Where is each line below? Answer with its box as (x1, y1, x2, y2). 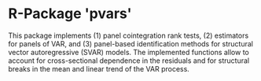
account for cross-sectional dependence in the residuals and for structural (8, 56, 250, 65)
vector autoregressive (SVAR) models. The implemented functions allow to (8, 47, 249, 57)
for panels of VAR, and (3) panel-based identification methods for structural (8, 39, 254, 48)
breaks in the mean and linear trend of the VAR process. (8, 64, 190, 73)
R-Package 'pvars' (8, 5, 132, 23)
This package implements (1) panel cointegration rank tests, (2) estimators (8, 31, 249, 40)
